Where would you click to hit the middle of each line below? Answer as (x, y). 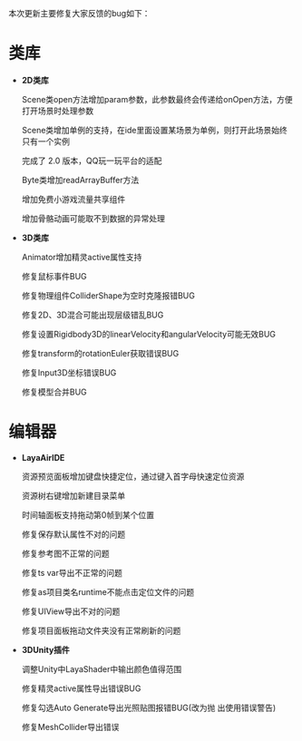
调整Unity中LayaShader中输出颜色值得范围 (102, 668)
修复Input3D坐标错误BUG (69, 372)
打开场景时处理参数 (58, 111)
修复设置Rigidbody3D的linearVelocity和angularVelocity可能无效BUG (149, 334)
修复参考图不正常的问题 (65, 553)
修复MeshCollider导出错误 (70, 726)
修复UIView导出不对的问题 (71, 611)
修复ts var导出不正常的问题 (72, 572)
